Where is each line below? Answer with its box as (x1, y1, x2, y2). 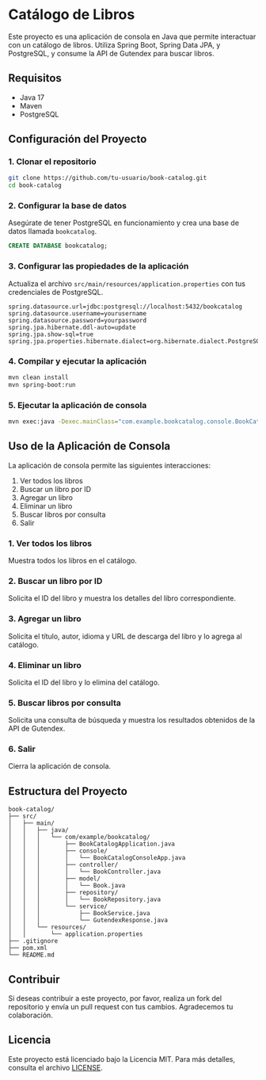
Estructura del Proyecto (8, 784, 128, 798)
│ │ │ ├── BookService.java (8, 910, 150, 918)
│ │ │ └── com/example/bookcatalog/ (8, 834, 150, 841)
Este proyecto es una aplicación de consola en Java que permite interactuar (8, 32, 256, 41)
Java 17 (19, 93, 45, 102)
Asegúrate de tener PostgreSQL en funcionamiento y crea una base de (8, 218, 240, 227)
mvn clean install (8, 373, 69, 381)
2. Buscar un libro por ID (8, 575, 103, 586)
